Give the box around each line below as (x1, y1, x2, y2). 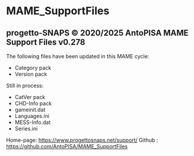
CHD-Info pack (14, 100, 52, 107)
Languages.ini (14, 113, 49, 119)
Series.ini (14, 125, 38, 132)
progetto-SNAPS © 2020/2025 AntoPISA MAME (6, 28, 189, 38)
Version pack (14, 71, 47, 78)
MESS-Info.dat (14, 119, 51, 126)
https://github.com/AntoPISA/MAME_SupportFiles (6, 143, 128, 149)
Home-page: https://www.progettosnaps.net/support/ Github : (6, 136, 158, 144)
